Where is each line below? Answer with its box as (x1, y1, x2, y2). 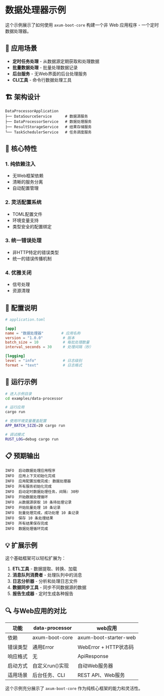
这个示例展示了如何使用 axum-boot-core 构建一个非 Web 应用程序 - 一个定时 (5, 22, 160, 28)
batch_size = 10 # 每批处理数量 (5, 340, 90, 345)
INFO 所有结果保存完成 (5, 521, 49, 526)
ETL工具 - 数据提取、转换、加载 (12, 566, 77, 572)
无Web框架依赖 (12, 173, 44, 179)
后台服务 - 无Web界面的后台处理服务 (12, 71, 87, 77)
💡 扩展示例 (5, 541, 38, 549)
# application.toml (5, 317, 46, 322)
